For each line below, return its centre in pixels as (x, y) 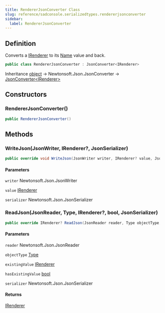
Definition (20, 43)
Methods (19, 134)
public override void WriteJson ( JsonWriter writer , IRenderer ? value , (79, 158)
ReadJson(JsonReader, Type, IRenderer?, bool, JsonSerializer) (82, 213)
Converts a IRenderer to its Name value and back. (55, 55)
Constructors (26, 95)
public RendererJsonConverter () (38, 119)
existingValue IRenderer (30, 264)
